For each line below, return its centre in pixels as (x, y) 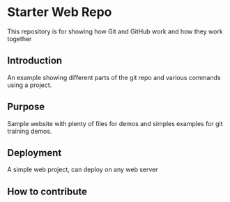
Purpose (26, 107)
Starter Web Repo (60, 12)
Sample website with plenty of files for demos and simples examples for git (115, 123)
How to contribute (47, 191)
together (20, 38)
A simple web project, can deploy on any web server (83, 170)
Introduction (35, 61)
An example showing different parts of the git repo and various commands (114, 77)
